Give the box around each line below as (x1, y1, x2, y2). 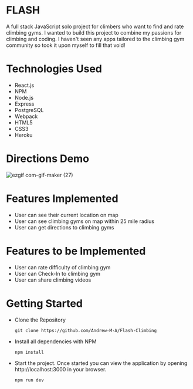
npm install (14, 349, 44, 355)
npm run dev (14, 377, 44, 383)
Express (14, 100, 35, 107)
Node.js (14, 94, 34, 101)
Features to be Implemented (6, 244, 146, 258)
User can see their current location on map (14, 211, 118, 218)
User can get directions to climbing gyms (14, 224, 114, 231)
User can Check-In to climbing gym (14, 270, 101, 277)
